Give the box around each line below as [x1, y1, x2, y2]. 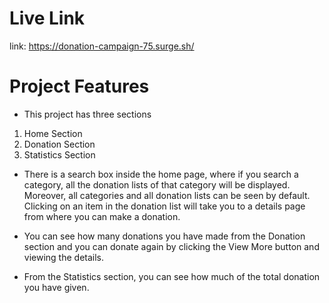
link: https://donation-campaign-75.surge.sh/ [9, 40, 195, 52]
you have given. [23, 281, 90, 293]
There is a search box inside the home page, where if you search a [23, 168, 299, 180]
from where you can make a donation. [23, 210, 181, 222]
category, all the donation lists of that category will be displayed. [23, 178, 291, 191]
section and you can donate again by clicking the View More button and [23, 240, 320, 252]
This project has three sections [23, 108, 152, 120]
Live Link [9, 7, 86, 30]
